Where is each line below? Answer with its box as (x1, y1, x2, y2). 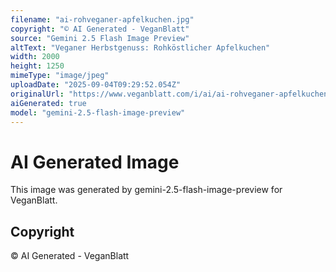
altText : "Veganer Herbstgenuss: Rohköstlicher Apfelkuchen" (10, 42, 271, 53)
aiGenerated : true (10, 98, 87, 108)
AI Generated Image (10, 151, 180, 173)
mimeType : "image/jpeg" (10, 71, 110, 81)
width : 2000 (10, 52, 60, 62)
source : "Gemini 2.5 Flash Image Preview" (10, 33, 190, 43)
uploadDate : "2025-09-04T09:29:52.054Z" (10, 80, 182, 90)
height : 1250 (10, 61, 65, 71)
